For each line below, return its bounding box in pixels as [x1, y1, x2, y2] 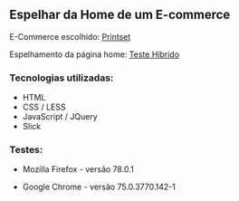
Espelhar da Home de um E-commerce [9, 7, 231, 23]
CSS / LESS [22, 101, 66, 112]
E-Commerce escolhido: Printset [9, 31, 131, 42]
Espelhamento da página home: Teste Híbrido [9, 49, 179, 60]
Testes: [9, 144, 43, 157]
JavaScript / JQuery [22, 111, 98, 122]
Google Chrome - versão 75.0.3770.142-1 [22, 181, 177, 193]
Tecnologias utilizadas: [9, 72, 114, 84]
